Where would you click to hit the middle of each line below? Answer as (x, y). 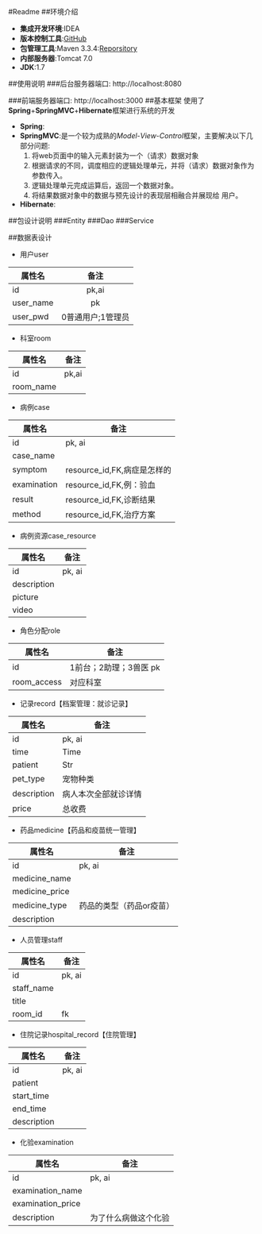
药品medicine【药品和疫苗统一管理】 (80, 830)
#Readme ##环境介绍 (43, 12)
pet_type (29, 779)
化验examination (46, 1142)
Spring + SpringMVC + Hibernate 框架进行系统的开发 (92, 110)
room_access (37, 682)
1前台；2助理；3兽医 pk (115, 667)
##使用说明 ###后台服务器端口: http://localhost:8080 (95, 83)
